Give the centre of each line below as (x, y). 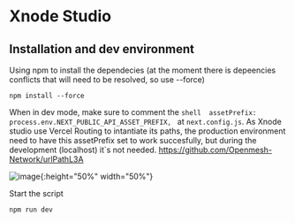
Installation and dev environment (102, 49)
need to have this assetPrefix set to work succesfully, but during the (133, 140)
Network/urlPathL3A (46, 159)
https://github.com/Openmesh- (215, 150)
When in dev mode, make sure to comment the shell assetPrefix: (133, 112)
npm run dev (31, 210)
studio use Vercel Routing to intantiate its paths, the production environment (147, 131)
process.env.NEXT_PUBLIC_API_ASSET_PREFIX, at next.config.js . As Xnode (146, 122)
